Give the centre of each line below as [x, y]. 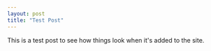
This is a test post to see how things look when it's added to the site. [106, 40]
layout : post [26, 14]
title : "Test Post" [36, 20]
